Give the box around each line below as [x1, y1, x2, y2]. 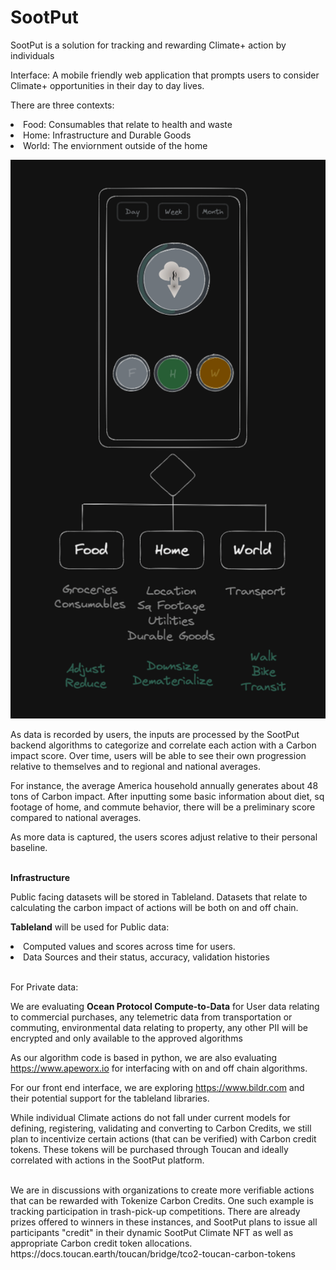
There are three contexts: [10, 99, 115, 111]
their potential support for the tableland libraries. [10, 1092, 210, 1105]
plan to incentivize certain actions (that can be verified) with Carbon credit [10, 1133, 317, 1145]
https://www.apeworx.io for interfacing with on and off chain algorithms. [10, 1062, 308, 1075]
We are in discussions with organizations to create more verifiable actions [10, 1184, 315, 1196]
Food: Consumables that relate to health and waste [23, 118, 233, 130]
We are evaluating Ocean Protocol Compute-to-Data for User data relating [10, 1001, 320, 1013]
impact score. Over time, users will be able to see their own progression [10, 750, 307, 762]
